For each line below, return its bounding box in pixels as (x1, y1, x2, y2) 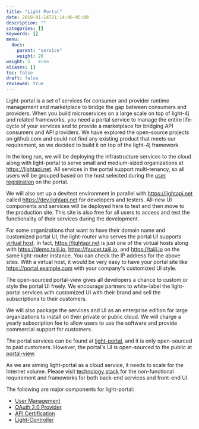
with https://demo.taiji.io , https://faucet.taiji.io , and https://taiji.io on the (6, 245, 180, 253)
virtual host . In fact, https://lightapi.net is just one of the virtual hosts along (6, 240, 189, 246)
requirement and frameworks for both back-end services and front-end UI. (6, 374, 189, 381)
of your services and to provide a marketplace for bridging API (20, 123, 173, 129)
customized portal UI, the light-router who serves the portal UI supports (6, 233, 182, 240)
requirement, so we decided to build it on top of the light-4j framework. (6, 141, 180, 148)
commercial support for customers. (6, 326, 93, 332)
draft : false (6, 75, 39, 81)
